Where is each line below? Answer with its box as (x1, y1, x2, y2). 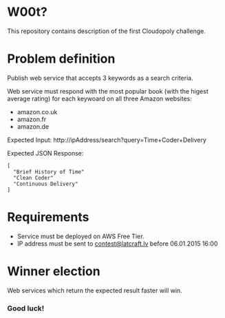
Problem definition (7, 51, 116, 67)
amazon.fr (17, 115, 47, 123)
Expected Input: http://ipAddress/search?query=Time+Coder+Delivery (7, 136, 206, 144)
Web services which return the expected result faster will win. (7, 286, 182, 295)
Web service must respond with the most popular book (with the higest (7, 87, 208, 95)
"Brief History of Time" (13, 168, 85, 176)
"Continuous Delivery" (13, 180, 78, 187)
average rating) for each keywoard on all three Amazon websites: (7, 94, 193, 103)
